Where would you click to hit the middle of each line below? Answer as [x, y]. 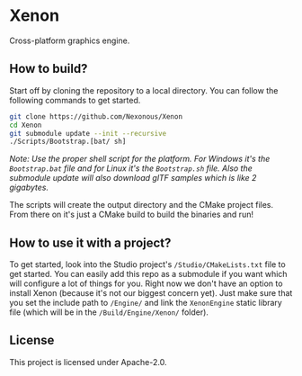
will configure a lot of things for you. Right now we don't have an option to [146, 283]
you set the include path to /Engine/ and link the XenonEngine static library [146, 303]
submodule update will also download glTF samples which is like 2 [133, 178]
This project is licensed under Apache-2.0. [88, 362]
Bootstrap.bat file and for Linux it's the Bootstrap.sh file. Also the [131, 168]
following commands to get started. [75, 100]
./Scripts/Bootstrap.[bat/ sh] [68, 142]
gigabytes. [29, 188]
